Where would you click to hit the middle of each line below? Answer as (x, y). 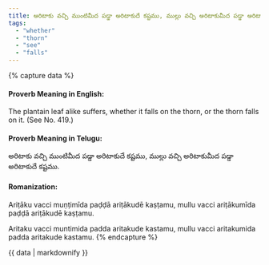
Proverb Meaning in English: (56, 93)
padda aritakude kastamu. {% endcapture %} (83, 237)
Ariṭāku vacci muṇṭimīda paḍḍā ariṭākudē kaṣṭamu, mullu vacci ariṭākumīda (132, 204)
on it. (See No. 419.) (41, 120)
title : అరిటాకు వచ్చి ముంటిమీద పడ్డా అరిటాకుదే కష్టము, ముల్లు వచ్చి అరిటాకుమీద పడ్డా (126, 16)
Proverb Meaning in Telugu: (55, 138)
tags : (17, 23)
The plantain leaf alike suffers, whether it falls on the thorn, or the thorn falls (134, 112)
